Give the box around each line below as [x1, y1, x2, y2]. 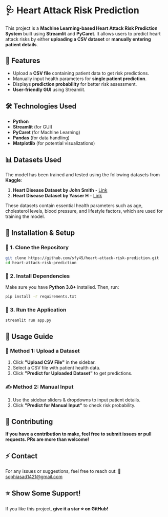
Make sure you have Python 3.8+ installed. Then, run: [5, 284, 119, 290]
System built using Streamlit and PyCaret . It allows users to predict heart [5, 30, 161, 36]
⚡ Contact [5, 452, 38, 460]
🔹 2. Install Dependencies [5, 272, 70, 280]
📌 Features [5, 57, 40, 65]
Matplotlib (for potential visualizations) [12, 140, 95, 146]
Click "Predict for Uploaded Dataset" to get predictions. [12, 370, 133, 376]
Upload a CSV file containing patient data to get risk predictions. [12, 70, 150, 76]
